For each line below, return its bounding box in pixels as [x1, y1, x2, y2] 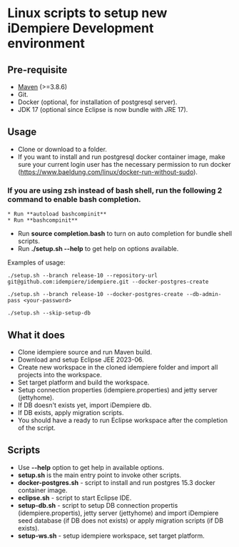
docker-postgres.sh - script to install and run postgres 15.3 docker [17, 478, 215, 486]
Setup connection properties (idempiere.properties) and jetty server [17, 385, 218, 394]
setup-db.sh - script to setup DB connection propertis [17, 501, 178, 509]
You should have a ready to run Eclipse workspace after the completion [17, 416, 228, 424]
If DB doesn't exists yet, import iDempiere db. [17, 401, 152, 409]
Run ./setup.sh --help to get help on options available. [17, 245, 179, 253]
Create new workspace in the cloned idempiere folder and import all [17, 362, 218, 372]
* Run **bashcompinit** [7, 217, 78, 224]
